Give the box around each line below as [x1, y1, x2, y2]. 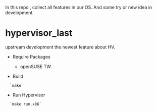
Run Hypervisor [12, 92, 45, 98]
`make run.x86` [10, 101, 42, 106]
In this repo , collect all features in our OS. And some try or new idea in [5, 5, 152, 10]
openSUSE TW [20, 63, 51, 70]
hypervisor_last [5, 27, 73, 39]
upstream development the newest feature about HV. [5, 44, 115, 50]
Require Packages [12, 53, 50, 60]
